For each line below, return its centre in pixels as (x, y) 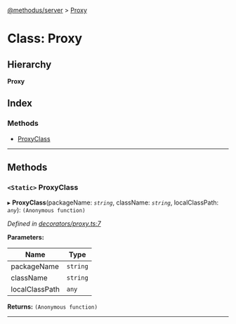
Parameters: (26, 238)
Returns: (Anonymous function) (53, 307)
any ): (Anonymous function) (46, 210)
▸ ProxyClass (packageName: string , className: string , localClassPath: (113, 202)
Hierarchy (29, 64)
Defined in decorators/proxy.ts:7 (54, 223)
